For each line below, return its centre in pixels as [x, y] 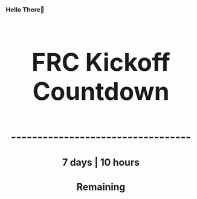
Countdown [101, 91]
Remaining [101, 187]
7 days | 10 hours [101, 162]
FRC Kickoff [101, 62]
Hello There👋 [25, 10]
